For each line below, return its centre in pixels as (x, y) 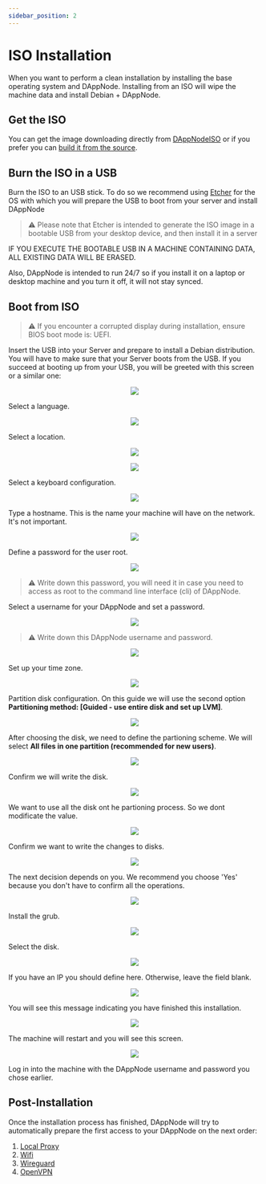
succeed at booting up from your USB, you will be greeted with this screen (131, 367)
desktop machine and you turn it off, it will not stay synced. (106, 282)
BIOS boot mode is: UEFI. (70, 335)
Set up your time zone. (46, 668)
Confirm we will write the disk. (58, 776)
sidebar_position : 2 (43, 16)
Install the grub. (34, 916)
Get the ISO (37, 120)
